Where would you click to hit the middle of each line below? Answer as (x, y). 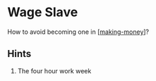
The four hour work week (54, 70)
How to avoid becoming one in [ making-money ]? (78, 32)
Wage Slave (43, 12)
